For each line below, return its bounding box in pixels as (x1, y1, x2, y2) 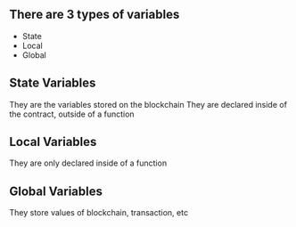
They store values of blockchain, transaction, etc (9, 207, 189, 218)
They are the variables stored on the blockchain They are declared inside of (9, 99, 288, 109)
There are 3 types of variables (9, 7, 180, 22)
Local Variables (9, 134, 97, 150)
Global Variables (9, 183, 103, 199)
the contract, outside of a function (9, 109, 136, 119)
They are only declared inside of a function (9, 158, 168, 168)
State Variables (9, 76, 96, 91)
